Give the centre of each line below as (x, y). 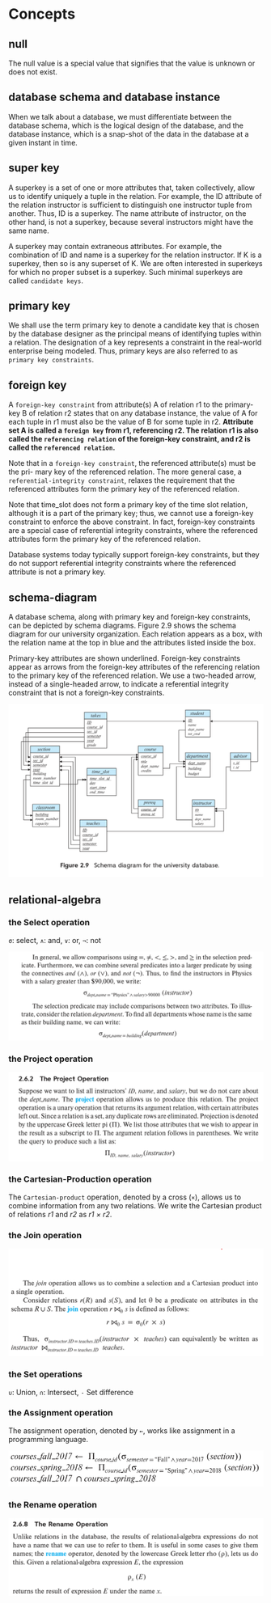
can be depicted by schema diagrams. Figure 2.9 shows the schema (123, 626)
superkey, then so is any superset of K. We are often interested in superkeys (135, 263)
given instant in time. (43, 142)
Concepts (42, 14)
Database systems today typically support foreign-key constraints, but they (134, 555)
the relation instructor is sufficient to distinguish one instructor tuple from (130, 205)
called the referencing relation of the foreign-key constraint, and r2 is (129, 439)
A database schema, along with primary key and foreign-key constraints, (129, 617)
